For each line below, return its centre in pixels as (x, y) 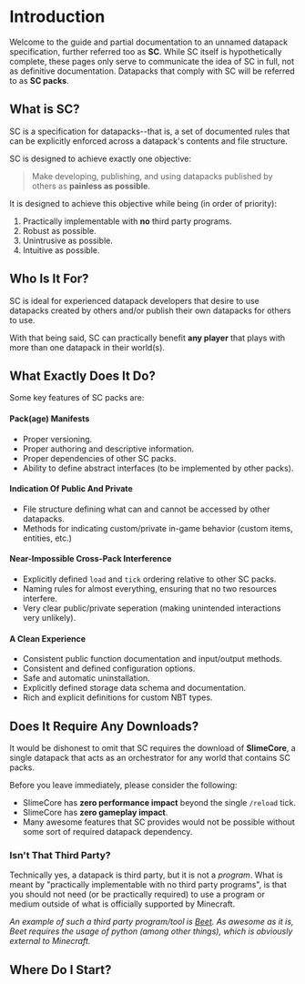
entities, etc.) (47, 538)
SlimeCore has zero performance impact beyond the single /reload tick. (159, 802)
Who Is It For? (49, 279)
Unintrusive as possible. (68, 240)
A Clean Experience (48, 638)
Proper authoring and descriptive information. (108, 449)
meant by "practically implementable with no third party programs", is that (148, 885)
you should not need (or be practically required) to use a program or (137, 895)
